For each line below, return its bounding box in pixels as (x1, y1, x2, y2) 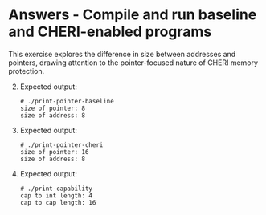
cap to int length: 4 (19, 191, 92, 200)
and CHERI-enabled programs (8, 22, 212, 41)
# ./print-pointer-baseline (19, 97, 114, 105)
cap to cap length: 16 (19, 198, 96, 206)
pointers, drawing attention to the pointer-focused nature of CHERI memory (8, 58, 259, 67)
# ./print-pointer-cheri (19, 140, 104, 149)
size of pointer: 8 (19, 104, 86, 112)
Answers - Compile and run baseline (8, 6, 257, 24)
